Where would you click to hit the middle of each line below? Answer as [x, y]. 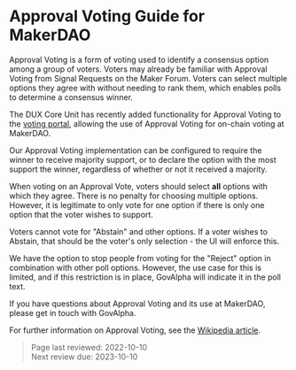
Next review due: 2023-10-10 [84, 357]
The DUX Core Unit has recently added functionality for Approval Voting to [145, 114]
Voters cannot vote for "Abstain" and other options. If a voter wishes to [139, 231]
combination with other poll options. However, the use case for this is [135, 267]
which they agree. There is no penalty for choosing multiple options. [134, 196]
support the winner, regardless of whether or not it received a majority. [138, 169]
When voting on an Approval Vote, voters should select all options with [139, 186]
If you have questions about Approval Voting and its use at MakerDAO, [137, 304]
